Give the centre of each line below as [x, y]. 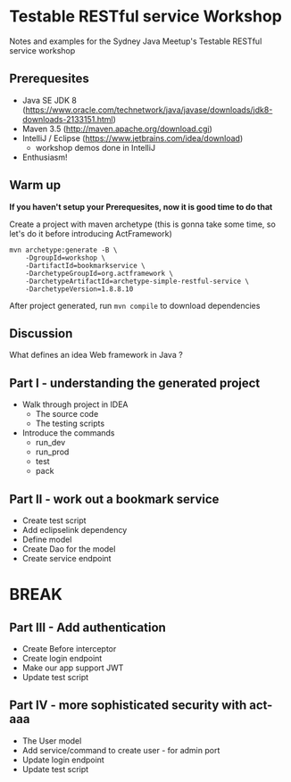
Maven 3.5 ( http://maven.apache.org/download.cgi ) [117, 129]
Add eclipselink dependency [75, 530]
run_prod [52, 452]
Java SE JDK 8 [50, 100]
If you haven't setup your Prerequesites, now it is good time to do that [141, 206]
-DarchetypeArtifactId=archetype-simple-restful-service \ [137, 281]
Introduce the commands [68, 433]
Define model [47, 539]
